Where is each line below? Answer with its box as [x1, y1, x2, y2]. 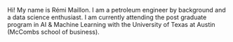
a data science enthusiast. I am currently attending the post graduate [7, 13, 207, 21]
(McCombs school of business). [7, 28, 100, 36]
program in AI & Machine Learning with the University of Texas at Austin [7, 21, 215, 28]
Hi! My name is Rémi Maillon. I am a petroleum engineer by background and [7, 6, 226, 14]
